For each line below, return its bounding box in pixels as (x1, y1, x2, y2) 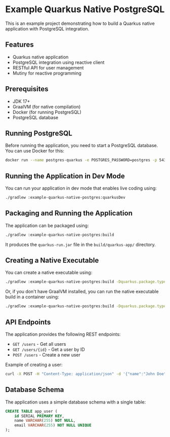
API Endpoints (5, 318, 51, 326)
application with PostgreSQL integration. (5, 25, 90, 31)
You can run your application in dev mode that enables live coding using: (5, 185, 157, 191)
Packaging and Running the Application (5, 209, 133, 217)
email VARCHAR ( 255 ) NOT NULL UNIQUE (14, 423, 92, 428)
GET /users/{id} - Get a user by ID (12, 346, 85, 352)
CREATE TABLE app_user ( (5, 409, 58, 414)
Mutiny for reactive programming (12, 70, 82, 76)
